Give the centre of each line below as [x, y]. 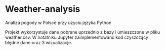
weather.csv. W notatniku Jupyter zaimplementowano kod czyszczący [77, 37]
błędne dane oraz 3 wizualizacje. [39, 42]
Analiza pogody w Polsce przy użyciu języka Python [58, 23]
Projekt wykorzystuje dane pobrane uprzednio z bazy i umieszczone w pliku [83, 32]
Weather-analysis [43, 9]
